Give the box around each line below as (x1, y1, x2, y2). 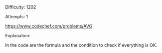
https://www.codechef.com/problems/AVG (5, 23, 93, 29)
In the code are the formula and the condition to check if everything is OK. (5, 42, 158, 48)
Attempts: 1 (5, 14, 28, 19)
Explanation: (5, 33, 31, 38)
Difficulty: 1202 (5, 4, 36, 10)
